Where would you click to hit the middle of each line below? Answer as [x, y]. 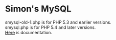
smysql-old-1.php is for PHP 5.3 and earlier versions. [58, 22]
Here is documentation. [29, 32]
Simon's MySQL [38, 9]
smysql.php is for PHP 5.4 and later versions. [50, 27]
